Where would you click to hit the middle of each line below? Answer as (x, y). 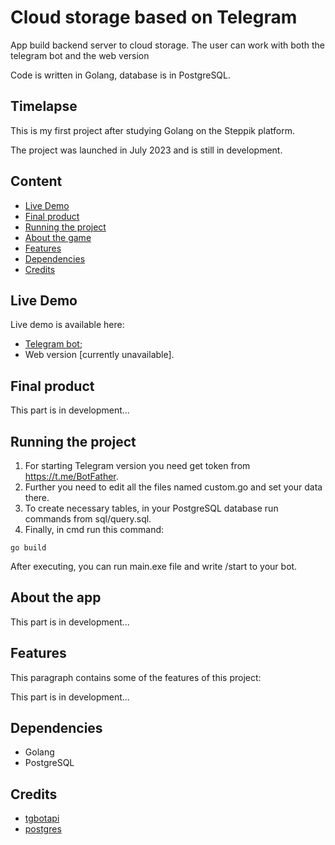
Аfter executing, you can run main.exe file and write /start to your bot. (154, 566)
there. (37, 497)
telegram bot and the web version (80, 55)
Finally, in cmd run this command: (94, 529)
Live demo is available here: (67, 325)
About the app (56, 597)
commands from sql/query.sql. (88, 519)
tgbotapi (42, 818)
